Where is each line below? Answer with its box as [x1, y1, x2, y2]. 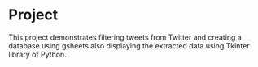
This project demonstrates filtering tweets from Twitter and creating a [8, 32, 242, 42]
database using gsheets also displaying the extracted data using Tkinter [8, 40, 250, 50]
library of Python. [8, 49, 67, 59]
